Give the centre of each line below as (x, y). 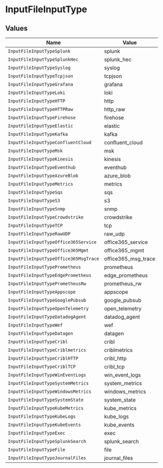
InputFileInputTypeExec (37, 433)
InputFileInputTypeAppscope (42, 292)
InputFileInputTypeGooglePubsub (47, 300)
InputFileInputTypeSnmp (37, 209)
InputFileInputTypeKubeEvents (45, 425)
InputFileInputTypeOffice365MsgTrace (53, 259)
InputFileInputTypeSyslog (39, 68)
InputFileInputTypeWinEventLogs (47, 375)
